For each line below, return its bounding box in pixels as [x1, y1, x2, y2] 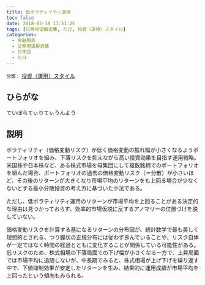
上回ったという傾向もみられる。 [6, 272, 87, 279]
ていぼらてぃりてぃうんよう [6, 109, 76, 116]
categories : [6, 32, 37, 38]
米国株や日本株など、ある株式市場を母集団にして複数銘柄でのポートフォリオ [6, 162, 199, 169]
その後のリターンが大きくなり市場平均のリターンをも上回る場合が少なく [17, 177, 199, 184]
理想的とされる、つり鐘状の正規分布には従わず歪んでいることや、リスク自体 [6, 234, 199, 241]
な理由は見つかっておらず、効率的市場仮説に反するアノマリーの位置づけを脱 [6, 205, 198, 213]
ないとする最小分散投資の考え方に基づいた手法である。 [6, 184, 146, 192]
